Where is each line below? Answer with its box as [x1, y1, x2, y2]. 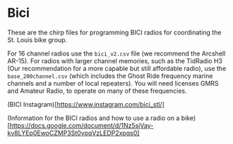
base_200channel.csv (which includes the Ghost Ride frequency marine [7, 72, 213, 80]
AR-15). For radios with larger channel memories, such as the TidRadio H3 [7, 56, 222, 65]
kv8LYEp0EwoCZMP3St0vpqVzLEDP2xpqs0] [7, 129, 140, 137]
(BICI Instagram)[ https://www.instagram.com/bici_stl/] [7, 100, 165, 108]
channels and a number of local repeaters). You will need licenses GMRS [7, 79, 219, 87]
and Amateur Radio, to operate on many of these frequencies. [7, 86, 187, 95]
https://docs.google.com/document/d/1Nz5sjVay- [9, 121, 154, 129]
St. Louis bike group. [7, 35, 68, 44]
